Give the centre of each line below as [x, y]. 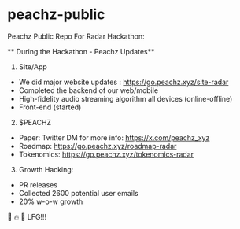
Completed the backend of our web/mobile [89, 90]
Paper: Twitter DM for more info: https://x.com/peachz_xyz [114, 137]
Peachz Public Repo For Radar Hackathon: [76, 36]
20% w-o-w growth [51, 201]
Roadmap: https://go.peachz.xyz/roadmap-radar [98, 146]
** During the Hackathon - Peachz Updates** [81, 51]
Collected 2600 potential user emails [78, 193]
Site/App [33, 66]
